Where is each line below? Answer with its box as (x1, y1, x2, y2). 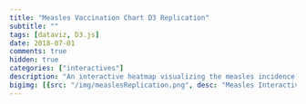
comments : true (9, 47, 67, 56)
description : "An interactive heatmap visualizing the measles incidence (9, 72, 296, 81)
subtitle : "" (9, 22, 59, 31)
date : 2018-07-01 (9, 38, 76, 48)
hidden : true (9, 55, 59, 64)
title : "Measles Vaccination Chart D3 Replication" (9, 13, 209, 23)
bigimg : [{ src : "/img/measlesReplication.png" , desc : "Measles (9, 80, 255, 90)
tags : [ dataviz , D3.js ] (9, 30, 100, 39)
